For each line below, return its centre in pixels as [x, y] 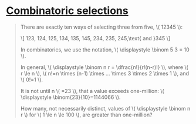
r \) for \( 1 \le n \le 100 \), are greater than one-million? [86, 115]
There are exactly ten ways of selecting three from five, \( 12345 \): [102, 27]
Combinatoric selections [67, 11]
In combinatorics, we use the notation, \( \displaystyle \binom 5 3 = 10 [105, 49]
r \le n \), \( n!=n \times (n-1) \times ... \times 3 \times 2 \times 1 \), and [105, 73]
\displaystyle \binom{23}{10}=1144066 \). [70, 97]
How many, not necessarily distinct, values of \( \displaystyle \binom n [105, 108]
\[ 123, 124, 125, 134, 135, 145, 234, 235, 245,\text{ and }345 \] [95, 38]
